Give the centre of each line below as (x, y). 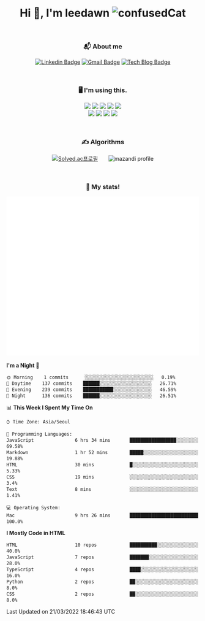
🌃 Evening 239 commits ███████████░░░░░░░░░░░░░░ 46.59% (91, 390)
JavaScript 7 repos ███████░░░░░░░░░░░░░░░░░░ (102, 557)
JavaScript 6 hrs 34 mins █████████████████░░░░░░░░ (102, 440)
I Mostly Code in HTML (36, 533)
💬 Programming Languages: (39, 434)
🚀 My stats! (103, 187)
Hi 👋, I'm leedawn (65, 13)
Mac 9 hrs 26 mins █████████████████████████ (102, 515)
